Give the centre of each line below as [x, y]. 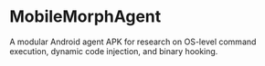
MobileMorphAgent [85, 17]
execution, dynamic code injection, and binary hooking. [114, 51]
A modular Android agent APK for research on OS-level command [133, 42]
